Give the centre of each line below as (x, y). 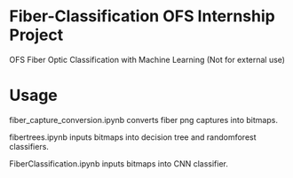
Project (36, 35)
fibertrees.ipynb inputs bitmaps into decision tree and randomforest (133, 137)
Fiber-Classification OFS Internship (142, 16)
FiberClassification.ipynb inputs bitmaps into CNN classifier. (119, 163)
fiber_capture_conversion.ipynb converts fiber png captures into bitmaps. (143, 120)
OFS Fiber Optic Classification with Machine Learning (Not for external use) (147, 59)
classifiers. (29, 146)
